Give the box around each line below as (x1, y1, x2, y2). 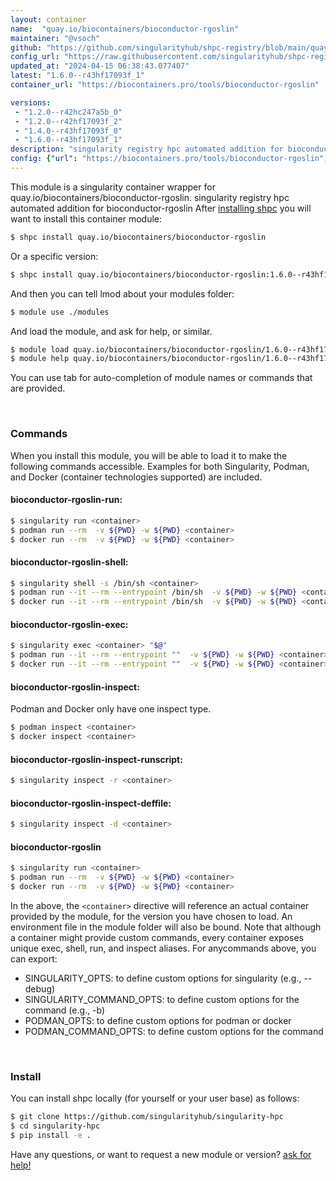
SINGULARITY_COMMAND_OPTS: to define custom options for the (24, 993, 300, 1005)
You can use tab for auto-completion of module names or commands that (10, 372, 313, 384)
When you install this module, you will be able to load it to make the (10, 449, 288, 461)
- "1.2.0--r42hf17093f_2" (14, 116, 123, 126)
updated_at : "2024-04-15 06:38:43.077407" (10, 61, 190, 71)
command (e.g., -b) (24, 1004, 106, 1016)
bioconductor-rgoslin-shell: (10, 556, 129, 568)
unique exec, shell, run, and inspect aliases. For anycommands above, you (10, 942, 317, 954)
